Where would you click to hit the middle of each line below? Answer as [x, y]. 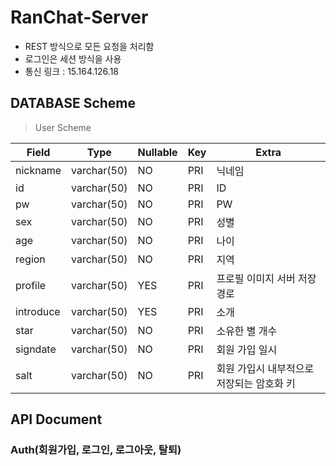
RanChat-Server [79, 17]
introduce [38, 311]
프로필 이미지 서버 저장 [266, 278]
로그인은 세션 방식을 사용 [73, 58]
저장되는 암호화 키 [256, 383]
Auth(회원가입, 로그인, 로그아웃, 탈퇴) [96, 450]
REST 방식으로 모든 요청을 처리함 [89, 46]
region [30, 259]
